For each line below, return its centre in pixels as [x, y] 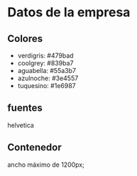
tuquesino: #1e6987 [46, 86]
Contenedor [34, 147]
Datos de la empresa [69, 12]
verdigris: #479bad [45, 55]
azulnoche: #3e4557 [48, 78]
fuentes [25, 108]
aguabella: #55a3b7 [47, 71]
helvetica [21, 125]
